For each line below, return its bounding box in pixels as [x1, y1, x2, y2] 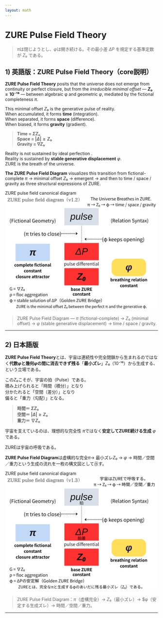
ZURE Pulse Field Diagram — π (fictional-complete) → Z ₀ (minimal [16, 315, 149, 321]
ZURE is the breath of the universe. [5, 161, 75, 167]
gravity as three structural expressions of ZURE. [5, 181, 101, 187]
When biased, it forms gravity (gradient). [5, 122, 87, 127]
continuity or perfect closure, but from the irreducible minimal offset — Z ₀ [5, 86, 153, 92]
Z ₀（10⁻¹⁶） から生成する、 [105, 361, 158, 366]
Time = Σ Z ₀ [16, 131, 41, 137]
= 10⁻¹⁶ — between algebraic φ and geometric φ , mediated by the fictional [5, 91, 154, 97]
